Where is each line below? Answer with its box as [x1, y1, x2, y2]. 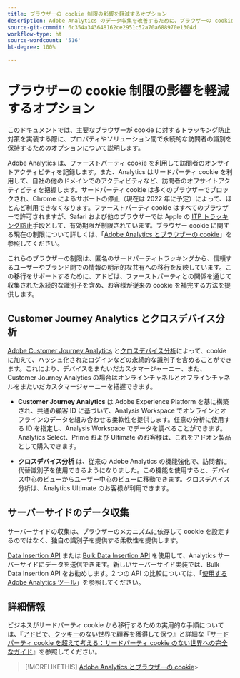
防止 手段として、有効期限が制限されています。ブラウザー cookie [19, 221, 209, 229]
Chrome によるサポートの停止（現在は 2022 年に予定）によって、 [32, 194, 226, 203]
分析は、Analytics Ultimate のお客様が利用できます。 [17, 483, 173, 492]
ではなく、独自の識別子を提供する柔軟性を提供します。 [19, 536, 182, 545]
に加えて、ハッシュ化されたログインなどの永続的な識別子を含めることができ [7, 355, 232, 364]
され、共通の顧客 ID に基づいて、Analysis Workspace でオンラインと [17, 406, 221, 415]
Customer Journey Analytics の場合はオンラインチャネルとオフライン [7, 373, 212, 382]
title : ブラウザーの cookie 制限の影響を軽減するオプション [7, 10, 168, 18]
